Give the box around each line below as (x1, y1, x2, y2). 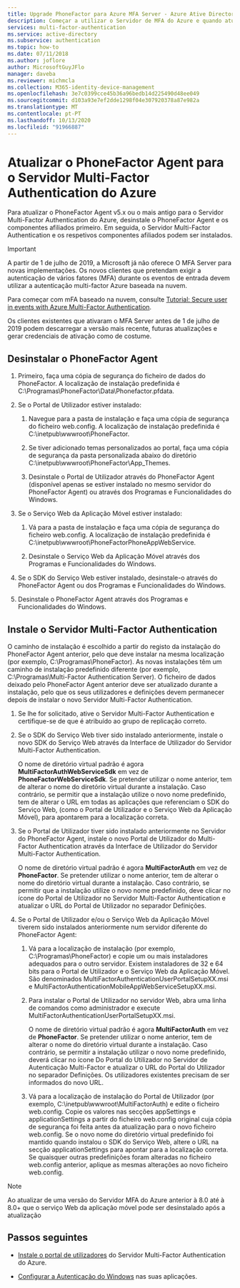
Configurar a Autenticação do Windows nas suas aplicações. (17, 1272, 198, 1280)
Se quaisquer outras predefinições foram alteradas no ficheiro (28, 1153, 212, 1161)
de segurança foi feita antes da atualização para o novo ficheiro (28, 1123, 216, 1131)
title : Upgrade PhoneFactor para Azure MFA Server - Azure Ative (7, 10, 206, 18)
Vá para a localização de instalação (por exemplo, (28, 944, 176, 953)
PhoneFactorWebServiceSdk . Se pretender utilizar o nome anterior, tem (17, 775, 232, 783)
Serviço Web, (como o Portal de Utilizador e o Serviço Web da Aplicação (17, 806, 232, 814)
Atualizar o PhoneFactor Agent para (7, 154, 224, 170)
